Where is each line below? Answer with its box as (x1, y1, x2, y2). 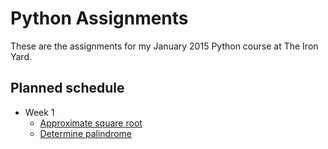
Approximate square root (39, 117, 143, 129)
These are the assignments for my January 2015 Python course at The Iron (10, 40, 319, 52)
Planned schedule (10, 80, 125, 97)
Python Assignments (10, 7, 189, 30)
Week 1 (24, 106, 55, 118)
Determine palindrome (39, 127, 133, 139)
